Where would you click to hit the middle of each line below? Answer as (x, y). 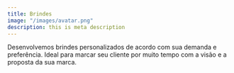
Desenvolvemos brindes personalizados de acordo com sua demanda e (112, 47)
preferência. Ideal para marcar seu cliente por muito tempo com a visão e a (117, 55)
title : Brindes (30, 14)
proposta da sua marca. (42, 62)
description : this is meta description (66, 27)
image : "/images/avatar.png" (50, 21)
